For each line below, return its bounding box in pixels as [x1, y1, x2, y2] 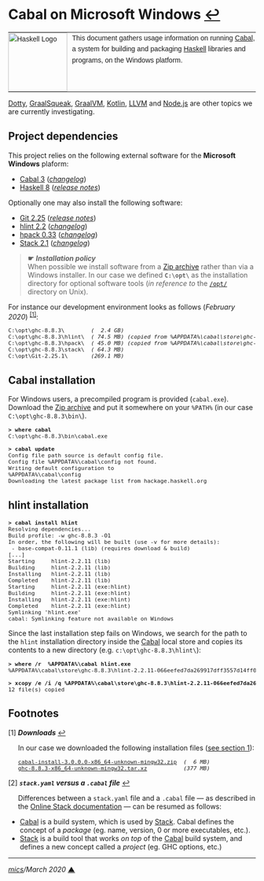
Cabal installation [8, 373, 96, 387]
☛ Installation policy [27, 254, 97, 263]
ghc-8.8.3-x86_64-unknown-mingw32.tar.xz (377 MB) [18, 764, 211, 772]
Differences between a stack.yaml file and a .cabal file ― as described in [18, 793, 256, 802]
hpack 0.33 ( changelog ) [19, 230, 98, 239]
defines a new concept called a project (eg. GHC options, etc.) [19, 842, 222, 851]
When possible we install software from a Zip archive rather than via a [27, 261, 254, 271]
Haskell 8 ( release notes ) [19, 183, 101, 192]
